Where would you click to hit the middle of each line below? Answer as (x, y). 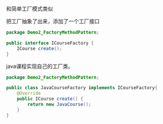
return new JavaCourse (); (60, 105)
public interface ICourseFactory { (50, 43)
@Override (29, 93)
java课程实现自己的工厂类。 (40, 66)
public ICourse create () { (50, 99)
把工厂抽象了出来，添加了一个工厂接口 (53, 21)
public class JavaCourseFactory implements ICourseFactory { (82, 88)
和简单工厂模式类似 (30, 9)
